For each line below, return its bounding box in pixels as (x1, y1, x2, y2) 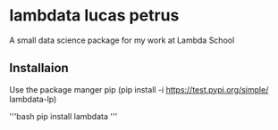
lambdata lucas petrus (9, 5, 180, 26)
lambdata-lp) (9, 93, 57, 104)
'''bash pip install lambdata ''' (9, 110, 118, 121)
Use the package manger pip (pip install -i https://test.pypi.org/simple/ (9, 84, 269, 94)
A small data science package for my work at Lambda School (9, 35, 235, 45)
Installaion (9, 61, 69, 76)
